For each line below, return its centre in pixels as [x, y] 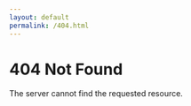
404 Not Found [66, 69]
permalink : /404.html [49, 26]
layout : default [39, 17]
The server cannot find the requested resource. [96, 94]
